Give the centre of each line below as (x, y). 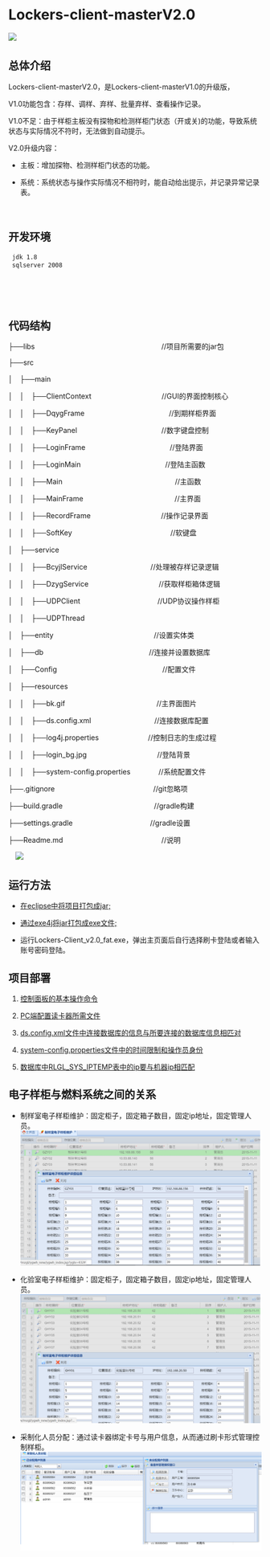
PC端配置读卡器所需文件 (60, 1016)
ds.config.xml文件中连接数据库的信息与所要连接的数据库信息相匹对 (130, 1033)
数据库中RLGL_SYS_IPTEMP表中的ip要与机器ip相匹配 (107, 1067)
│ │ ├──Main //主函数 (105, 482)
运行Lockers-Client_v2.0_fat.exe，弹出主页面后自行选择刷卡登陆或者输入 (139, 940)
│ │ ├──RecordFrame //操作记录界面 (108, 516)
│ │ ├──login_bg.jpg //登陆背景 (99, 755)
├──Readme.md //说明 (94, 840)
